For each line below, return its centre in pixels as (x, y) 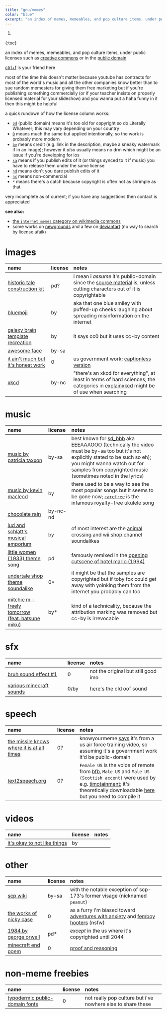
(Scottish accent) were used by (118, 778)
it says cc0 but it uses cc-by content (116, 336)
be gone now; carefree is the (105, 497)
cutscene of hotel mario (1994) (108, 562)
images (21, 252)
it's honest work (26, 365)
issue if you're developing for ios (46, 155)
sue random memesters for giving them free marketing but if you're (74, 88)
